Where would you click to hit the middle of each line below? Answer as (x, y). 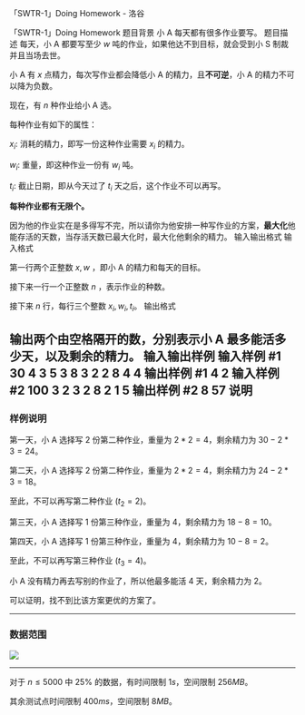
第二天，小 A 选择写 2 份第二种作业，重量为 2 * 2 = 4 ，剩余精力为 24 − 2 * (149, 470)
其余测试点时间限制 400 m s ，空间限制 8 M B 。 (93, 700)
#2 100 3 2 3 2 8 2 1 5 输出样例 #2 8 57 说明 (131, 390)
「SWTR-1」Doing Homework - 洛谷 (77, 13)
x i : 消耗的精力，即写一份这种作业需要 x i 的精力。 (99, 145)
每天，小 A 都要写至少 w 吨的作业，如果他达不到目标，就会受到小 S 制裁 (154, 44)
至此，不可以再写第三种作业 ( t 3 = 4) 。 (80, 561)
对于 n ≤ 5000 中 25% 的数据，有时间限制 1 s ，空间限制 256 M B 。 (131, 681)
